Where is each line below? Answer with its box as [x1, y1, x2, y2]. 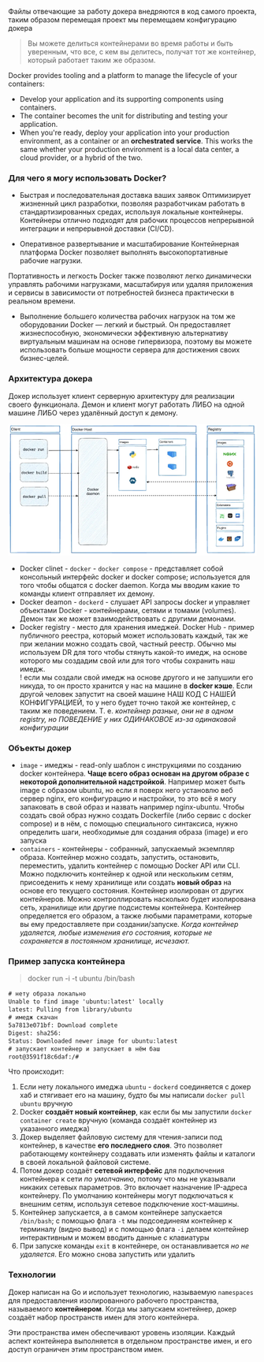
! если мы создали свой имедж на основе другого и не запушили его [19, 672, 254, 682]
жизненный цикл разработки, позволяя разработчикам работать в [19, 199, 246, 208]
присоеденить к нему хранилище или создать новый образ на [19, 877, 232, 887]
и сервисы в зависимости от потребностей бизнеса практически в [8, 288, 235, 298]
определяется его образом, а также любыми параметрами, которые [19, 910, 253, 921]
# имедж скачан [8, 1014, 58, 1021]
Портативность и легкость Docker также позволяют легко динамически [8, 271, 252, 281]
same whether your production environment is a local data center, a [19, 145, 240, 154]
